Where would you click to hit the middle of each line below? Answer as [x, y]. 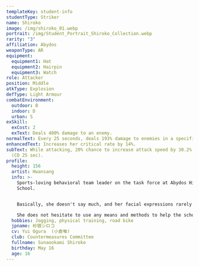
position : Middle [28, 84]
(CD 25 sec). [28, 155]
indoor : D [23, 111]
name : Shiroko [24, 23]
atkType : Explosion [30, 89]
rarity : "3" [21, 39]
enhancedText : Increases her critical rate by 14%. [71, 144]
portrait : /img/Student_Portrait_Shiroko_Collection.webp [79, 34]
